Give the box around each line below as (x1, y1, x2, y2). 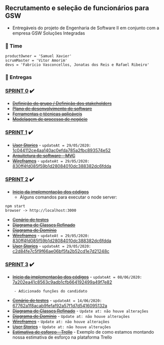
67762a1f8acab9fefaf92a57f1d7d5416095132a (12, 303, 108, 309)
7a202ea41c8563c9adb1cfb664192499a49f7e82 (12, 279, 112, 285)
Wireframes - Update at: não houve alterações (12, 319, 110, 325)
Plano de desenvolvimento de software (12, 106, 93, 112)
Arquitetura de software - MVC (12, 152, 76, 158)
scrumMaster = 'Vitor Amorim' (5, 58, 68, 63)
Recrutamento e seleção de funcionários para (5, 4, 150, 12)
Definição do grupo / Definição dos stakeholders (12, 100, 112, 106)
